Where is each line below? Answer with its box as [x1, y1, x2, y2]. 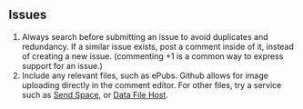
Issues [8, 7, 47, 23]
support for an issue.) [21, 60, 104, 71]
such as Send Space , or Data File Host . [21, 89, 169, 100]
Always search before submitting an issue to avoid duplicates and [21, 31, 269, 42]
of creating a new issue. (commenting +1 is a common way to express [21, 50, 284, 62]
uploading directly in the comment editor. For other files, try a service [21, 79, 282, 90]
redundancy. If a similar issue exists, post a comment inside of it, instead [21, 41, 295, 52]
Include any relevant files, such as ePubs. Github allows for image [21, 70, 269, 81]
